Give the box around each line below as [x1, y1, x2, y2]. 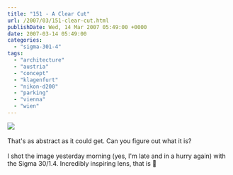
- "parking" [13, 89, 50, 96]
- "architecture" [13, 57, 65, 64]
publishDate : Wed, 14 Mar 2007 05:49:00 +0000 [7, 23, 147, 30]
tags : [7, 50, 23, 57]
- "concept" [13, 69, 50, 77]
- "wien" [13, 103, 40, 110]
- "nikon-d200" [13, 83, 59, 90]
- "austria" [13, 63, 50, 70]
